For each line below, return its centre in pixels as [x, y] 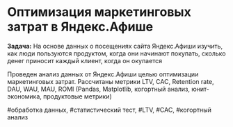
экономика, [24, 96]
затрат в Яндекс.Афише [80, 27]
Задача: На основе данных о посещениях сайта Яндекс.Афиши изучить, [115, 46]
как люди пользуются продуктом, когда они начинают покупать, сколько [116, 53]
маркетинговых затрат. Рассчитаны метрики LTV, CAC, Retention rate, [111, 81]
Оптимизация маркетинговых [99, 12]
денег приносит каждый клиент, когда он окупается [85, 60]
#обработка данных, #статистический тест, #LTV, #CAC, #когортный [110, 110]
